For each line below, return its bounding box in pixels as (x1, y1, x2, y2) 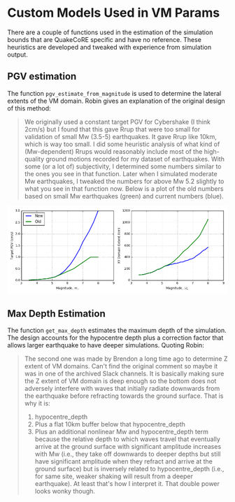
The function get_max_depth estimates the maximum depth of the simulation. (7, 327, 227, 335)
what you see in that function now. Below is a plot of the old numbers (24, 184, 224, 193)
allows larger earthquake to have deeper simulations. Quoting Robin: (7, 341, 204, 350)
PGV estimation (7, 71, 77, 83)
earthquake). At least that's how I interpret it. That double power (34, 480, 220, 488)
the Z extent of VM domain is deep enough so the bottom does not (24, 377, 217, 385)
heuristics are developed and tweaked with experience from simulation (7, 43, 212, 51)
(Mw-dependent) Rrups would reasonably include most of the (24, 147, 203, 155)
